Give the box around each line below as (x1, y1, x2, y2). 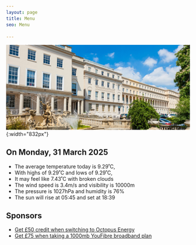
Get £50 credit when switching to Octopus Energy (14, 226, 135, 233)
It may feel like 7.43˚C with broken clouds (14, 175, 114, 182)
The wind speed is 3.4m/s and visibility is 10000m (14, 181, 135, 188)
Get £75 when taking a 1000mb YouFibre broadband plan (14, 232, 152, 239)
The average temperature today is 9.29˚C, (14, 163, 116, 170)
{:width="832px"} (6, 130, 49, 137)
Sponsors (6, 211, 42, 220)
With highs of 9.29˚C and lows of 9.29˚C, (14, 169, 113, 176)
